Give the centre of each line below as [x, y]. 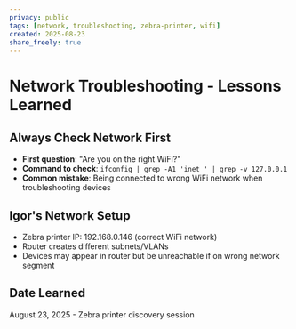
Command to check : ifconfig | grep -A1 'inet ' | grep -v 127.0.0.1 [155, 169]
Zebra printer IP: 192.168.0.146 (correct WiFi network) [120, 237]
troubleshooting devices [66, 188]
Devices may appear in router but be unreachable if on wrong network [151, 256]
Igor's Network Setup [70, 216]
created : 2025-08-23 [48, 34]
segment [38, 265]
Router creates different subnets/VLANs [95, 246]
